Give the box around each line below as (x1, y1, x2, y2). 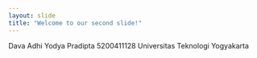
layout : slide (8, 11, 56, 20)
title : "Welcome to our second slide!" (8, 19, 143, 27)
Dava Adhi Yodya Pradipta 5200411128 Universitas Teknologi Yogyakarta (8, 41, 250, 50)
